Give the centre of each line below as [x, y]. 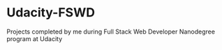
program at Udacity [35, 38]
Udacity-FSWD [51, 13]
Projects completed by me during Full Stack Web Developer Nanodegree [111, 32]
